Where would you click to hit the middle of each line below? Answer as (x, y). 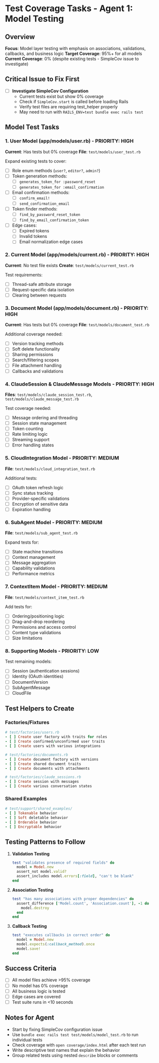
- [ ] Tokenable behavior (31, 813)
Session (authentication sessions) (46, 671)
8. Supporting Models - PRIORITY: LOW (52, 651)
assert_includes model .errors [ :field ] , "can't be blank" (75, 876)
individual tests (27, 1040)
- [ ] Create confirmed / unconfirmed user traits (55, 742)
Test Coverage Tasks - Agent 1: (69, 9)
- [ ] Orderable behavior (31, 822)
